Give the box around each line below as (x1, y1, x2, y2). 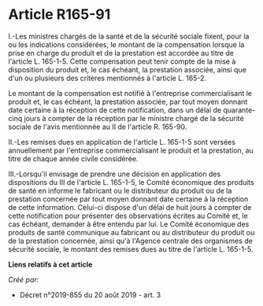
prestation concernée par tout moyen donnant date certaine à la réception (8, 194, 249, 204)
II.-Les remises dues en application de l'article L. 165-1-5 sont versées (8, 137, 236, 146)
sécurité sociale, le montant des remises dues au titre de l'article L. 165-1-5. (8, 244, 254, 253)
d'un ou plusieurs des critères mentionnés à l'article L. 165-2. (8, 73, 207, 83)
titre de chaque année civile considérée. (8, 153, 139, 163)
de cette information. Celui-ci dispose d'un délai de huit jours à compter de (8, 202, 252, 212)
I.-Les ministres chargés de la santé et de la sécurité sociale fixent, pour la (8, 31, 250, 41)
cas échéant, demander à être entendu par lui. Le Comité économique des (8, 219, 250, 229)
